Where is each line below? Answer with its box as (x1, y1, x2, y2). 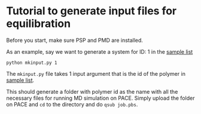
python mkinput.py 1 (6, 60, 58, 66)
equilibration (6, 17, 71, 30)
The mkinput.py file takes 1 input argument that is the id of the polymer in (6, 70, 185, 77)
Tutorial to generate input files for (6, 4, 177, 18)
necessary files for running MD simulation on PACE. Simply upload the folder (6, 94, 195, 101)
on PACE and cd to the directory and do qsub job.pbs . (6, 100, 138, 108)
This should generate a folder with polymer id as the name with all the (6, 88, 178, 95)
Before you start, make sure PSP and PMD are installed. (6, 36, 144, 44)
